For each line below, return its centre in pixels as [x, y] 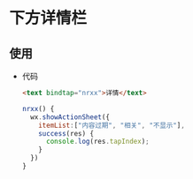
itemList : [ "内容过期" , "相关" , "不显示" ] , [112, 125]
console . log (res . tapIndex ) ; [97, 142]
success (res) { [66, 133]
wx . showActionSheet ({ [70, 117]
